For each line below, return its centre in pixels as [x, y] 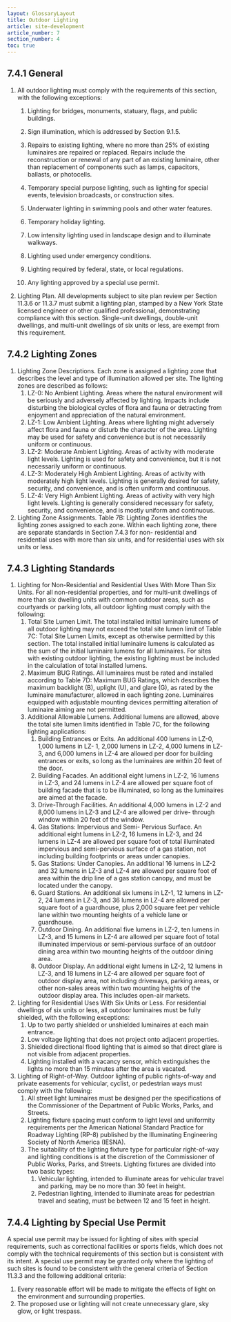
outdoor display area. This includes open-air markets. [114, 996]
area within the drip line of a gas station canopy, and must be [124, 878]
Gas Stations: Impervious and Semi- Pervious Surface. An [120, 827]
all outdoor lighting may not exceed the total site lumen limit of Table [124, 629]
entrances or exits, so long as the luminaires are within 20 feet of [130, 761]
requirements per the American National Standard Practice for [115, 1127]
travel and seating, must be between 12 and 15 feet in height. [124, 1201]
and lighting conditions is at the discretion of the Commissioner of [121, 1157]
